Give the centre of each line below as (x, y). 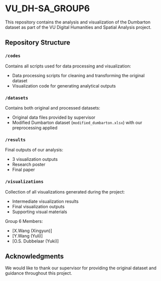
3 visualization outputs (35, 159)
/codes (13, 56)
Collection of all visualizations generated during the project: (65, 192)
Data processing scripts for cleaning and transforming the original (78, 75)
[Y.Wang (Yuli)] (27, 236)
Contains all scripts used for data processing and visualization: (68, 66)
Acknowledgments (35, 256)
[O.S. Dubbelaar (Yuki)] (35, 241)
